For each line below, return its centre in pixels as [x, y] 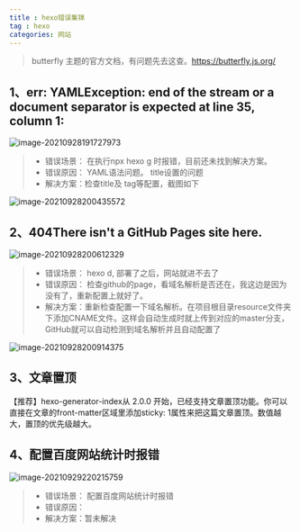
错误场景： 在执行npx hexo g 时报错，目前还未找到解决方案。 [158, 161]
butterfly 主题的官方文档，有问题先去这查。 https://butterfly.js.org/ [154, 61]
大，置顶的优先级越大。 [53, 423]
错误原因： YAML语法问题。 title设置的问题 [124, 173]
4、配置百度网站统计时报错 [85, 455]
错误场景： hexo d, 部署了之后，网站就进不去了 [132, 273]
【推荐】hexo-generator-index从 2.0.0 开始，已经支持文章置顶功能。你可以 [149, 401]
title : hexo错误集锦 [47, 18]
